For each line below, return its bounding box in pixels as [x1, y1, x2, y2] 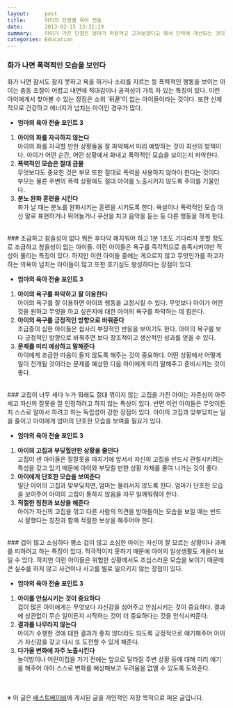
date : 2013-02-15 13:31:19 [7, 23, 104, 30]
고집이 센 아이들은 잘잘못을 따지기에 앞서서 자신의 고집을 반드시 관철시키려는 [17, 455, 224, 464]
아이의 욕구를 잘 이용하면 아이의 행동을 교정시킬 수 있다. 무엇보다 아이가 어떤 [17, 299, 224, 307]
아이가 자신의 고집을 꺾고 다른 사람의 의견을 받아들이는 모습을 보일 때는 [17, 507, 209, 516]
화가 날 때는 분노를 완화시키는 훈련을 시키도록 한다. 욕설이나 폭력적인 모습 [17, 203, 216, 211]
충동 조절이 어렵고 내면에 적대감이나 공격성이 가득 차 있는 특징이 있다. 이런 [19, 86, 220, 95]
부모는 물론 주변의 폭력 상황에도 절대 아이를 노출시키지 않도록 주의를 [17, 177, 202, 186]
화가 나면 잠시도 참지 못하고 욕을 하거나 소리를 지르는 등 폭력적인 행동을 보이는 [7, 77, 219, 86]
